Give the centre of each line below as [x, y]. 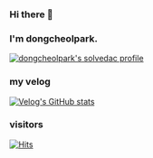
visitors [26, 125]
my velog [30, 82]
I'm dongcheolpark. [53, 38]
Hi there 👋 [32, 14]
